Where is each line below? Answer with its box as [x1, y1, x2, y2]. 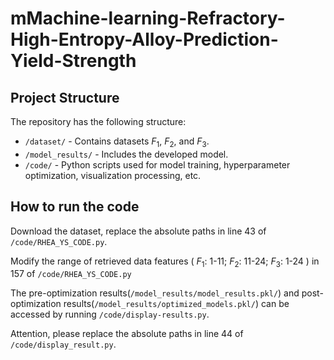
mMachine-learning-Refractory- [10, 7, 286, 30]
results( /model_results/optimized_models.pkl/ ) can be [63, 298, 290, 310]
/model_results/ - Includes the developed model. [24, 148, 229, 160]
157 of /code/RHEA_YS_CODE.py [10, 268, 132, 280]
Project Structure [10, 89, 120, 106]
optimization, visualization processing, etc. [24, 169, 202, 181]
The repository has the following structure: [10, 116, 187, 127]
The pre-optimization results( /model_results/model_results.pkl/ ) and [10, 287, 300, 299]
